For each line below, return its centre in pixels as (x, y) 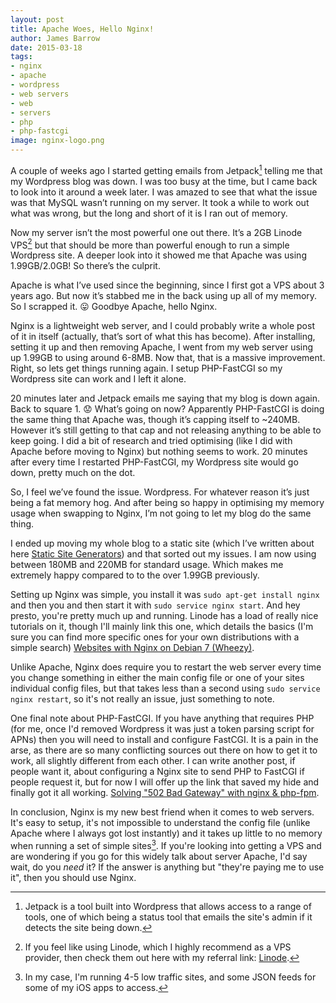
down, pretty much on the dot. (73, 473)
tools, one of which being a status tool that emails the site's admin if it (168, 917)
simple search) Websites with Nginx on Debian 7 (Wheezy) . (132, 648)
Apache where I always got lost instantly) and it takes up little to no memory (166, 833)
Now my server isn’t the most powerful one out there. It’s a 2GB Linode (156, 232)
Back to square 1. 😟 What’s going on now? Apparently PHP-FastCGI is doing (167, 409)
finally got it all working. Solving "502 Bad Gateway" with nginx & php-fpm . (165, 793)
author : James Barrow (55, 38)
